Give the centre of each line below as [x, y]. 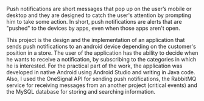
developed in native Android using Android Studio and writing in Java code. [101, 72]
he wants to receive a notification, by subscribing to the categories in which [101, 59]
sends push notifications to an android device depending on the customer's [101, 46]
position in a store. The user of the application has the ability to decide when [102, 53]
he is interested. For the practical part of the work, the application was [94, 66]
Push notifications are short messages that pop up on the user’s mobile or [99, 9]
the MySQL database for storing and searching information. [81, 92]
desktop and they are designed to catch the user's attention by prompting [99, 15]
